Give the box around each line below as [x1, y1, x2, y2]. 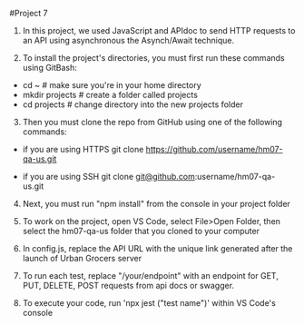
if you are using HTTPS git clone [22, 144, 144, 154]
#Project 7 [9, 8, 48, 18]
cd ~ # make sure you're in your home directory [22, 80, 201, 90]
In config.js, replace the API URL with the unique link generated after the [22, 243, 293, 253]
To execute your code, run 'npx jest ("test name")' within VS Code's [22, 298, 277, 308]
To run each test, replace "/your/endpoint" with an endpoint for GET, [22, 271, 279, 281]
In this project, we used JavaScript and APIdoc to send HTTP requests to [22, 25, 296, 35]
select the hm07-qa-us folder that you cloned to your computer [22, 226, 260, 236]
